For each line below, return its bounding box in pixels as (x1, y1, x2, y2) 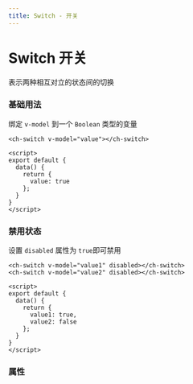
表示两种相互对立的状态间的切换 (8, 77, 114, 87)
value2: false (29, 318, 78, 326)
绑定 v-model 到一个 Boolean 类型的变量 (8, 118, 138, 129)
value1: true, (29, 311, 78, 319)
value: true (29, 177, 70, 185)
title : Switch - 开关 (8, 11, 79, 20)
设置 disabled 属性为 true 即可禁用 (8, 246, 121, 255)
